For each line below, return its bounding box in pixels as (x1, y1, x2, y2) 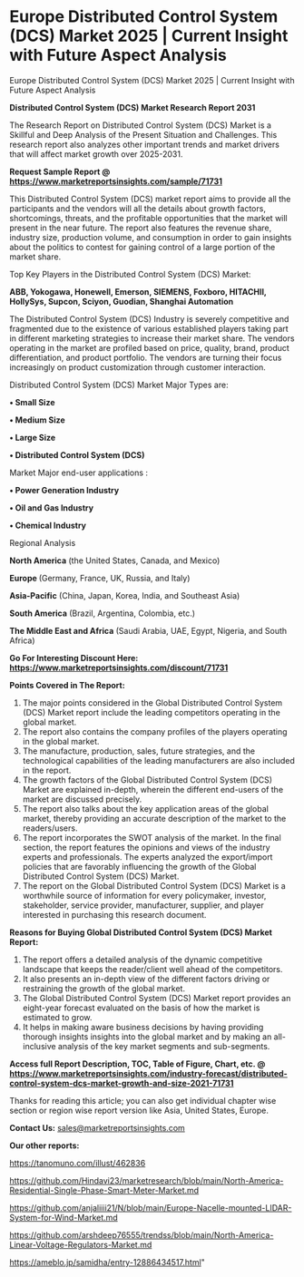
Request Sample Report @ (9, 166, 111, 177)
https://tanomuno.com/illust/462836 (9, 1157, 146, 1168)
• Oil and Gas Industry (9, 502, 93, 513)
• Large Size (9, 432, 56, 443)
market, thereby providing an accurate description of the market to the (22, 813, 287, 824)
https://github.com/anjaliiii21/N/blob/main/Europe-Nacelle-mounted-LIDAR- (9, 1202, 292, 1213)
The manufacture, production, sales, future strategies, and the (22, 746, 256, 756)
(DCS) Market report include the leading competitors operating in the (22, 707, 281, 717)
